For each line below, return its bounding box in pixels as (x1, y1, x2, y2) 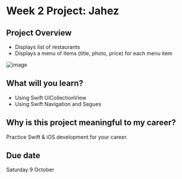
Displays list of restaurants (14, 43, 80, 50)
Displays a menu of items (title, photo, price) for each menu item (14, 50, 172, 57)
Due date (6, 151, 40, 161)
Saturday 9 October (6, 166, 55, 173)
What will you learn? (6, 78, 83, 88)
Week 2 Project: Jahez (6, 4, 120, 18)
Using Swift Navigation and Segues (14, 100, 102, 107)
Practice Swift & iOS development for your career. (6, 133, 128, 140)
